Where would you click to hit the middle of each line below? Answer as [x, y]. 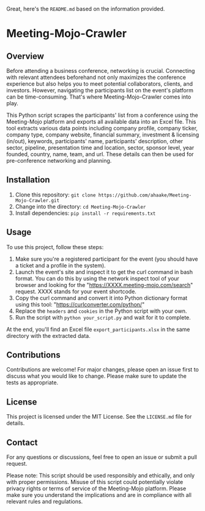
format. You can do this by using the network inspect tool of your [97, 278]
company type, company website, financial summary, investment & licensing [103, 135]
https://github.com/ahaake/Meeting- [145, 195]
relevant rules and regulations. [45, 502]
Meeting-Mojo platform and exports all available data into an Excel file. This [101, 121]
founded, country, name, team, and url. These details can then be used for [100, 154]
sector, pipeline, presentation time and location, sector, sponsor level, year [100, 147]
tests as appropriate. [32, 382]
